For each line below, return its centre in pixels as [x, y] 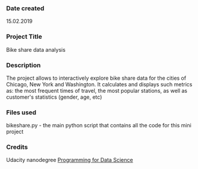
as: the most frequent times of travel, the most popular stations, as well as [97, 90]
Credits [17, 147]
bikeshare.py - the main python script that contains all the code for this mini [99, 126]
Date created [25, 8]
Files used [21, 112]
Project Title [24, 37]
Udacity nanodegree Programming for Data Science [70, 160]
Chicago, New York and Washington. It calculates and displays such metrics [99, 84]
